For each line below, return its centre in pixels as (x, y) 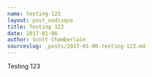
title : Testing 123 (36, 27)
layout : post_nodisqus (40, 20)
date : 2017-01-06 (33, 33)
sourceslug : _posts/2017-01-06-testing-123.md (76, 46)
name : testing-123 (34, 14)
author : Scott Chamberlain (47, 40)
